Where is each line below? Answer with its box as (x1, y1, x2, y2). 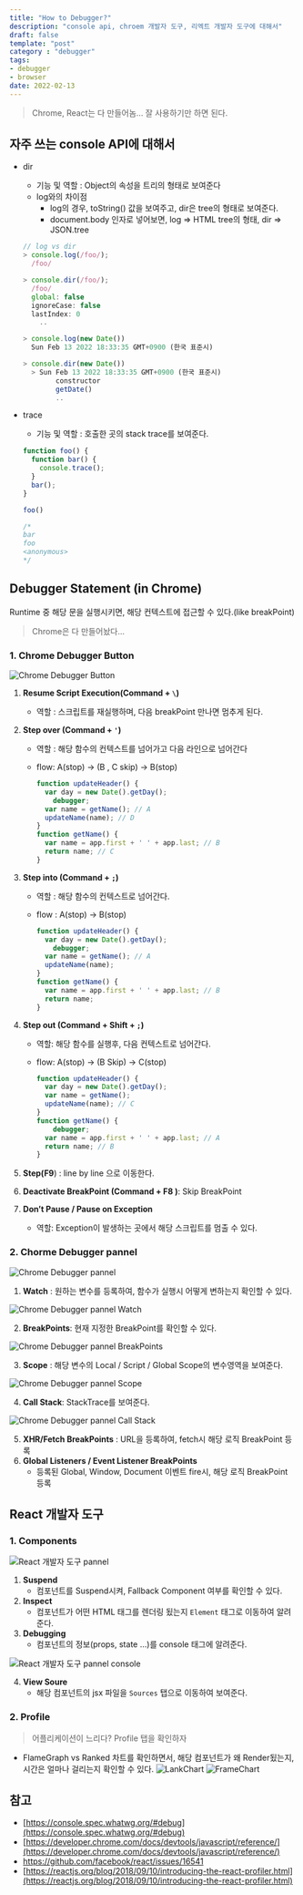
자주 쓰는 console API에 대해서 (9, 137, 176, 152)
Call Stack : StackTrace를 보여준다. (22, 1396, 150, 1407)
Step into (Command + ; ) (22, 871, 119, 882)
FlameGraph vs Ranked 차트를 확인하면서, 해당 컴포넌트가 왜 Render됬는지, (22, 1752, 295, 1763)
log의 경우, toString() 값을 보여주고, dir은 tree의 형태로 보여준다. (49, 202, 279, 214)
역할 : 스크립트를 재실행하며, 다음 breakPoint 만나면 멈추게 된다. (35, 706, 264, 717)
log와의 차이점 (35, 191, 88, 202)
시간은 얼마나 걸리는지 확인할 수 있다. (22, 1763, 155, 1774)
